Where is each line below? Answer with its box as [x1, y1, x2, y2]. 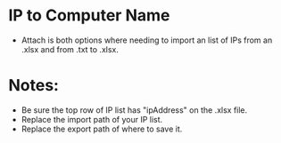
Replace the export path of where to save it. [21, 123, 183, 134]
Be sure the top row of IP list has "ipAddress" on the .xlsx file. [21, 104, 248, 115]
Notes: [8, 75, 60, 96]
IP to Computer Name [8, 5, 170, 26]
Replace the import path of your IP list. [21, 114, 163, 124]
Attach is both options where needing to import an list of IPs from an [21, 35, 273, 45]
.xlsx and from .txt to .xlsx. [21, 44, 120, 54]
